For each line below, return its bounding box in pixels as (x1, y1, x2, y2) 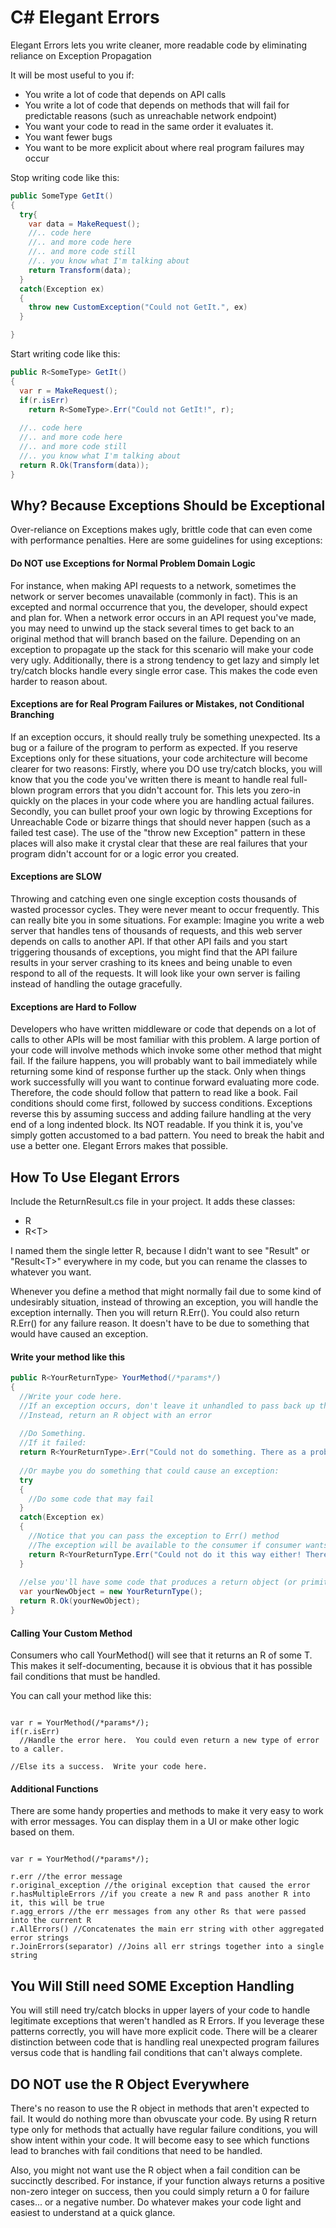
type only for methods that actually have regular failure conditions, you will (10, 2123, 318, 2135)
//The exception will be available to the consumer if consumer (28, 1540, 302, 1550)
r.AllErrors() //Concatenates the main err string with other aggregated (10, 1924, 325, 1935)
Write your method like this (10, 1351, 126, 1363)
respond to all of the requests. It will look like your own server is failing (10, 967, 301, 979)
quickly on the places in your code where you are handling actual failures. (10, 794, 315, 806)
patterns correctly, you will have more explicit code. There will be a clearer (10, 2026, 318, 2038)
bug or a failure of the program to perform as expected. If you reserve (10, 741, 298, 753)
